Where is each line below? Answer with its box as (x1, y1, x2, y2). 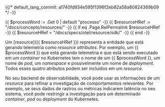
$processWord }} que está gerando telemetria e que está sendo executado (5, 50, 158, 55)
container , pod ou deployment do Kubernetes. (5, 96, 100, 102)
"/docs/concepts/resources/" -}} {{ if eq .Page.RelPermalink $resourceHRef (5, 24, 160, 30)
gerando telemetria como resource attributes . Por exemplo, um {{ (5, 45, 139, 50)
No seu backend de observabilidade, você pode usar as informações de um (5, 75, 160, 81)
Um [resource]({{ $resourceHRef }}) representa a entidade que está (5, 39, 144, 45)
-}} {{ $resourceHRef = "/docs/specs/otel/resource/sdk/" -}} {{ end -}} (5, 30, 150, 35)
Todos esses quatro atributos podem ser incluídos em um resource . (5, 65, 143, 71)
